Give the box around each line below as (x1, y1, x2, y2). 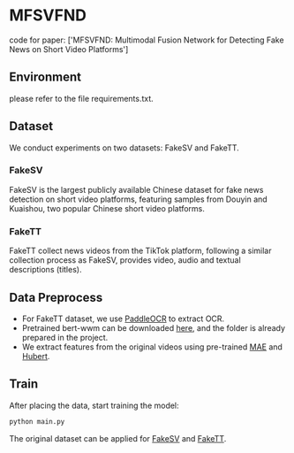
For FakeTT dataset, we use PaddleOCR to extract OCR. (21, 313, 225, 324)
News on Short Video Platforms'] (9, 43, 129, 54)
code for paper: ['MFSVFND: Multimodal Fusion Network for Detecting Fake (9, 35, 284, 45)
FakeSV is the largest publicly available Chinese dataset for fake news (9, 184, 264, 195)
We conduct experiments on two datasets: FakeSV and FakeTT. (9, 142, 240, 153)
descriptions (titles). (9, 265, 82, 275)
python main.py (9, 417, 65, 426)
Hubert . (21, 350, 50, 361)
